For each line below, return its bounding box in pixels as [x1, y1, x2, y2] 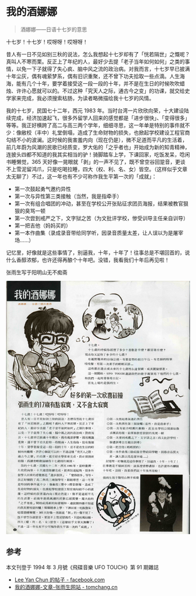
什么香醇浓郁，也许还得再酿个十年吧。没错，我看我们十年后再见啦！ [6, 256, 170, 263]
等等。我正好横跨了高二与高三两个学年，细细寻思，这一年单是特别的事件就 [6, 121, 185, 129]
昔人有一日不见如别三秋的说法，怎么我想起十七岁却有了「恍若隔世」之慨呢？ [6, 50, 190, 57]
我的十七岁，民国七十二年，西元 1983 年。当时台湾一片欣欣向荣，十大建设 [6, 107, 184, 114]
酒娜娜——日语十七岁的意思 [20, 26, 87, 33]
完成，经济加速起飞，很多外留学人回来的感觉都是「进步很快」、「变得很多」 [10, 114, 190, 121]
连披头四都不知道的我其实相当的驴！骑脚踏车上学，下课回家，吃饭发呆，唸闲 [6, 150, 190, 158]
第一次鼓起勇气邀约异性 [14, 185, 71, 192]
